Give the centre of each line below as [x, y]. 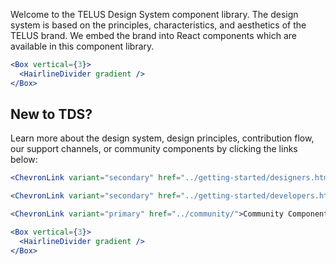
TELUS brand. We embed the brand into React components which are [153, 35]
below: [24, 160]
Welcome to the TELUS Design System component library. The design [154, 14]
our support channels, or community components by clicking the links [154, 149]
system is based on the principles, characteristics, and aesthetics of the [158, 25]
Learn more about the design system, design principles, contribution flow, [162, 138]
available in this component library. [82, 46]
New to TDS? [51, 114]
